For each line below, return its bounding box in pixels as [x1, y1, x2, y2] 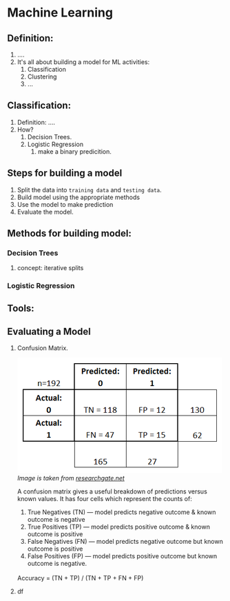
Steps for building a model [7, 167, 123, 179]
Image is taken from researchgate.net [17, 474, 125, 482]
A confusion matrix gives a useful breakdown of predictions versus [17, 487, 208, 496]
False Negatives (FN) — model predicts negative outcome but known [27, 538, 224, 546]
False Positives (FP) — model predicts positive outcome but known [27, 552, 218, 560]
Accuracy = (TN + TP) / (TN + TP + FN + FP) [17, 574, 144, 582]
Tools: [7, 302, 34, 314]
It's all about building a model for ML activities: [17, 58, 150, 66]
